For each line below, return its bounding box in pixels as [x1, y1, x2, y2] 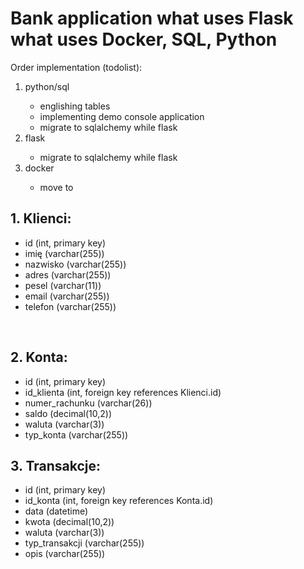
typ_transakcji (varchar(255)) [24, 537, 145, 549]
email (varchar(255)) [24, 290, 110, 302]
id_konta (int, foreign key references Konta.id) [24, 495, 214, 507]
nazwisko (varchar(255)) [24, 258, 127, 270]
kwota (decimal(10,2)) [24, 516, 115, 528]
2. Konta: [10, 349, 68, 366]
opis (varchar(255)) [24, 548, 106, 560]
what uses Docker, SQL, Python [10, 28, 278, 51]
